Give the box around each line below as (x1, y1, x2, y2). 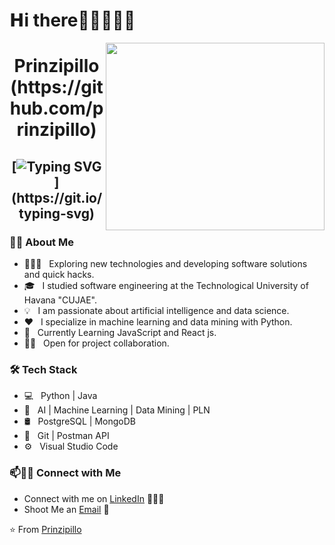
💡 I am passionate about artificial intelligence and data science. (23, 305, 290, 317)
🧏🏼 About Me (9, 235, 74, 249)
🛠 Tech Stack (9, 362, 78, 376)
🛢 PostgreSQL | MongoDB (23, 415, 137, 428)
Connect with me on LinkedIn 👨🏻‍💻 (23, 492, 165, 504)
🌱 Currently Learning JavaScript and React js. (23, 327, 217, 339)
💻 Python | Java (23, 390, 98, 402)
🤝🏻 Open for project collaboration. (23, 337, 170, 349)
